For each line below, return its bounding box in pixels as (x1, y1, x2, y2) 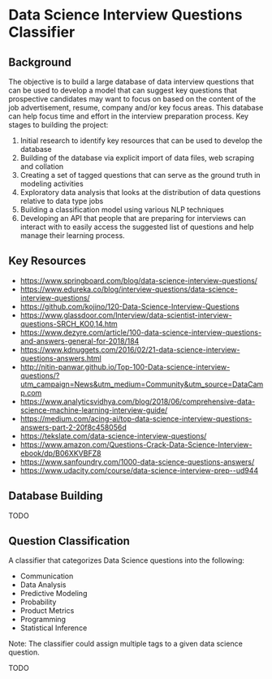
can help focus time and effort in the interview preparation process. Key (8, 111, 249, 121)
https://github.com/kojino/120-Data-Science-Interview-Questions (19, 301, 240, 311)
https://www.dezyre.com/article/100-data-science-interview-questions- (19, 327, 262, 337)
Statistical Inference (19, 623, 88, 633)
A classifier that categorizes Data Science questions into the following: (8, 556, 245, 565)
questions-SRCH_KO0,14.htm (19, 318, 118, 328)
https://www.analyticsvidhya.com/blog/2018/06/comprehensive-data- (19, 396, 256, 406)
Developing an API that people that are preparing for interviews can (19, 214, 246, 223)
